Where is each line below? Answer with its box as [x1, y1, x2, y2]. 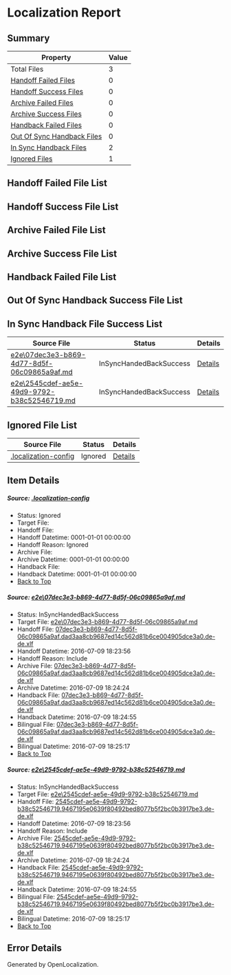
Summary [7, 32, 50, 44]
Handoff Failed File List [7, 177, 108, 189]
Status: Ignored [16, 512, 61, 520]
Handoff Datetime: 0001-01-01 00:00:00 [16, 533, 131, 542]
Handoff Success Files [10, 87, 84, 96]
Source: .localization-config [7, 494, 90, 502]
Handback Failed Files [10, 121, 82, 130]
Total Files [10, 64, 44, 74]
